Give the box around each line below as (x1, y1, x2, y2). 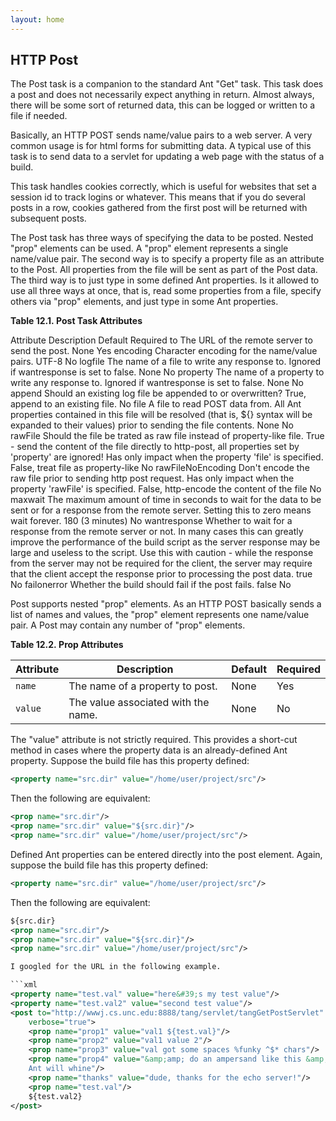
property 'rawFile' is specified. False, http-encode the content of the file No (10, 483, 322, 495)
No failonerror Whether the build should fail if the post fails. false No (10, 579, 292, 591)
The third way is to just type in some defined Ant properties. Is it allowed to (10, 274, 320, 286)
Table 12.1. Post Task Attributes (10, 315, 143, 327)
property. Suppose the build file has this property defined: (10, 755, 250, 767)
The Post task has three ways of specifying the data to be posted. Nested (10, 232, 314, 244)
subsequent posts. (10, 212, 87, 225)
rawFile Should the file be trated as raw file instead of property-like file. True (10, 430, 325, 442)
